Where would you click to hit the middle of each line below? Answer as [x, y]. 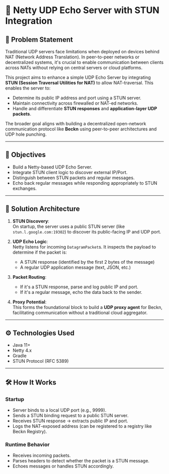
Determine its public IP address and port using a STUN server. [77, 98]
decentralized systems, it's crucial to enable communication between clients [84, 62]
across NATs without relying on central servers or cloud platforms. [74, 68]
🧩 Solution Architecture [43, 209]
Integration [29, 21]
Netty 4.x [22, 350]
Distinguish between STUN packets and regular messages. [73, 178]
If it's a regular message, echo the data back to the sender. [81, 292]
